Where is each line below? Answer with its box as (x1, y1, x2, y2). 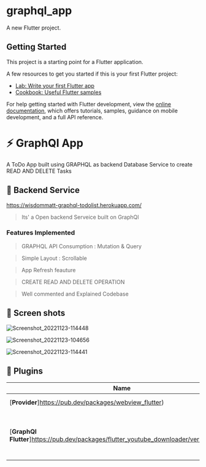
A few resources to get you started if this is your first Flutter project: (6, 70, 178, 77)
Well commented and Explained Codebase (21, 290, 129, 297)
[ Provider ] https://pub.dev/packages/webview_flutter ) (9, 398, 164, 407)
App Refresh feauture (21, 266, 76, 273)
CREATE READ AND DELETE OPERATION (21, 278, 125, 286)
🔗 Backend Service (6, 185, 80, 195)
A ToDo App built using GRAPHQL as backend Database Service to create (6, 160, 193, 168)
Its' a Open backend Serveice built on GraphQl (21, 213, 139, 221)
